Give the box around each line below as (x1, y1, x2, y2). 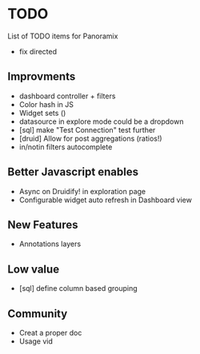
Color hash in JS (18, 99, 74, 109)
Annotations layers (18, 239, 82, 249)
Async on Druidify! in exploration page (18, 186, 146, 196)
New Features (7, 217, 78, 232)
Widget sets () (18, 108, 66, 117)
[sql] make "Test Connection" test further (18, 125, 156, 134)
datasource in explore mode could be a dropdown (18, 117, 184, 126)
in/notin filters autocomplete (18, 141, 113, 152)
